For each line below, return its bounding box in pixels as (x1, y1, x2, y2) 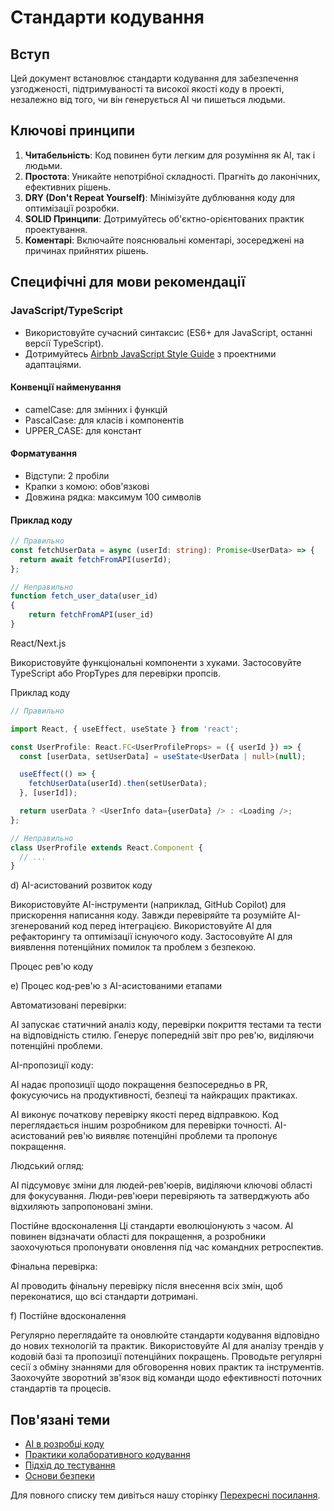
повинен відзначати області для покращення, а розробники (10, 1231, 266, 1243)
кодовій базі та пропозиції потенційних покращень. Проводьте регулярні (10, 1351, 323, 1363)
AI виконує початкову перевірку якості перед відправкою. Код (10, 1109, 279, 1121)
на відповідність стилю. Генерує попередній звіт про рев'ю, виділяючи (10, 1029, 315, 1041)
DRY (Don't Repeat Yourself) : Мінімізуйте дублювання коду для (24, 191, 296, 203)
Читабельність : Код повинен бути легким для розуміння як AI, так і (24, 149, 316, 161)
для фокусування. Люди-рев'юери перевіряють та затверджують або (10, 1190, 310, 1202)
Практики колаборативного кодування (24, 1449, 191, 1461)
